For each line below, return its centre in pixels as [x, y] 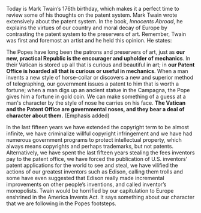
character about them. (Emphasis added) [58, 115]
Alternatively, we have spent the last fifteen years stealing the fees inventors [100, 153]
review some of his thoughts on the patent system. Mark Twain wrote [92, 15]
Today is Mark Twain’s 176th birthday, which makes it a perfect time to [93, 9]
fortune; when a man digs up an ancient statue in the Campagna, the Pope [98, 90]
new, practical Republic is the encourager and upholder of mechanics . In [98, 58]
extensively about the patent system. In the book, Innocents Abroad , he [94, 21]
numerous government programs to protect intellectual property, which [94, 140]
